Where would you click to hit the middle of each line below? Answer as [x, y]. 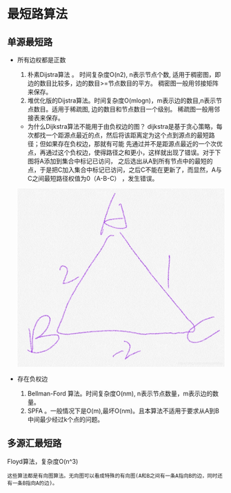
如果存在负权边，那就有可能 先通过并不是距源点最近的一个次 [131, 144]
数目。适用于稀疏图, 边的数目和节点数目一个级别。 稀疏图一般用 [124, 109]
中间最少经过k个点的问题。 [66, 419]
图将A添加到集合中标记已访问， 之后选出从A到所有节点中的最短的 [120, 161]
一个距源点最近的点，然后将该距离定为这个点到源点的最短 [127, 135]
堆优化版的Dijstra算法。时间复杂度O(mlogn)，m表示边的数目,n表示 [121, 100]
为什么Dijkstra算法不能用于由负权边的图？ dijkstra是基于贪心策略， [122, 126]
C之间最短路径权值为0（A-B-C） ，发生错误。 [93, 178]
